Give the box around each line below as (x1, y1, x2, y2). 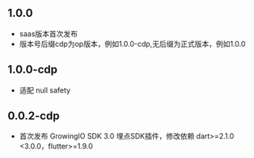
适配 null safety (19, 85, 70, 95)
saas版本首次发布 (19, 28, 78, 39)
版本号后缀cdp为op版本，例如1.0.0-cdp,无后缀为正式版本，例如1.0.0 (19, 39, 246, 48)
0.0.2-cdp (7, 109, 60, 123)
